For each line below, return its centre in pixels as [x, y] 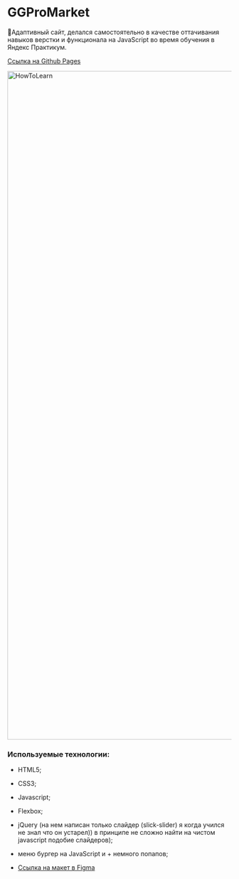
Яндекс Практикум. [37, 47]
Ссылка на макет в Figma [56, 868]
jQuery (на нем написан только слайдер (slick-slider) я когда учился [121, 825]
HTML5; [30, 770]
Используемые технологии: [59, 754]
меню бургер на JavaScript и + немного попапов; [93, 854]
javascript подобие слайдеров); [65, 840]
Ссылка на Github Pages [44, 60]
